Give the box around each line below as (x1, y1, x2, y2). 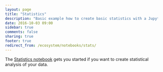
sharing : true (5, 34, 34, 39)
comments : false (5, 29, 38, 34)
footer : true (5, 39, 32, 43)
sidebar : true (5, 25, 34, 30)
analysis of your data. (5, 61, 49, 67)
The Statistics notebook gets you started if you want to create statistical (5, 56, 149, 62)
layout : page (5, 7, 32, 12)
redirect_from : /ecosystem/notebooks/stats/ (5, 43, 97, 48)
